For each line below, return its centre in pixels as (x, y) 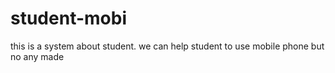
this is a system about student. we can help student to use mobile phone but (167, 46)
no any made (37, 56)
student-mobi (68, 18)
